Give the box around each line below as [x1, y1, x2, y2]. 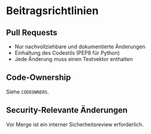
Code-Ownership [6, 72, 71, 83]
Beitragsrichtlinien [6, 4, 99, 18]
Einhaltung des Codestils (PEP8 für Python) [14, 49, 120, 56]
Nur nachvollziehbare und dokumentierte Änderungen [14, 43, 146, 50]
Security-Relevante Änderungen [6, 105, 128, 115]
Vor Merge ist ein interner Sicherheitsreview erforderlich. [6, 120, 144, 128]
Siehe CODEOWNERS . [6, 88, 49, 95]
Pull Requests [6, 28, 58, 38]
